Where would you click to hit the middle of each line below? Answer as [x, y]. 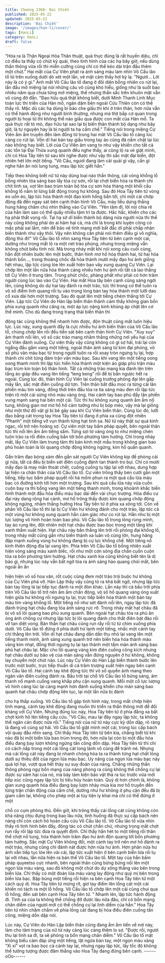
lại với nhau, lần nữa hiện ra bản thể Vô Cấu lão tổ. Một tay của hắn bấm [78, 857]
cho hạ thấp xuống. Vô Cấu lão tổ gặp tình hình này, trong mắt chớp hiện [79, 701]
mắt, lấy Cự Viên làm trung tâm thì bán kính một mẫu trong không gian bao [81, 442]
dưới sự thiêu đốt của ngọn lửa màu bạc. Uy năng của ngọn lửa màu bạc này [82, 759]
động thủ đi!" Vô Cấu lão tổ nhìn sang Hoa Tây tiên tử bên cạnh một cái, [78, 238]
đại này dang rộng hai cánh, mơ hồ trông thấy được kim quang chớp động [80, 498]
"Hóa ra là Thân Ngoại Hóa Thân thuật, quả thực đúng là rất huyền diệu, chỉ [82, 56]
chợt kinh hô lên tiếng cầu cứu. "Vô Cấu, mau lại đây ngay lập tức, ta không [82, 717]
